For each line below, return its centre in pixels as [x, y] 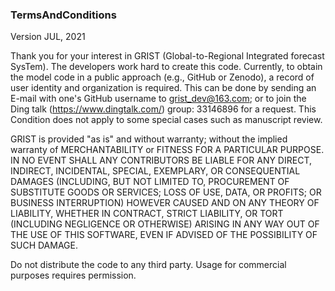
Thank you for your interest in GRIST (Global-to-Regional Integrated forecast [167, 56]
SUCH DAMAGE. [44, 245]
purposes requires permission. [73, 275]
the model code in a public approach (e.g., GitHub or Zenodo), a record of [162, 77]
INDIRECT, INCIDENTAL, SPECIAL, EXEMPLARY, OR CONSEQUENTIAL [155, 171]
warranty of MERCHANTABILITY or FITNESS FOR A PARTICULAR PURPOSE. [167, 150]
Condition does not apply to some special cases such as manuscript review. [166, 120]
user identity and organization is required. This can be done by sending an [163, 88]
